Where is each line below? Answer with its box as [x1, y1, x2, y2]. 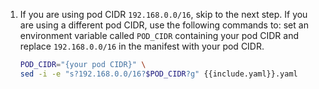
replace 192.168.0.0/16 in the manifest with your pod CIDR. [19, 40, 265, 52]
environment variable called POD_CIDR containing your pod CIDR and [19, 30, 299, 41]
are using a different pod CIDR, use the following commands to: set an [19, 19, 309, 31]
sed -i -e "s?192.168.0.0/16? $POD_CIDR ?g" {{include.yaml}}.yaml [19, 69, 298, 79]
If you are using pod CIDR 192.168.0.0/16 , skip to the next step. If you [19, 9, 308, 20]
